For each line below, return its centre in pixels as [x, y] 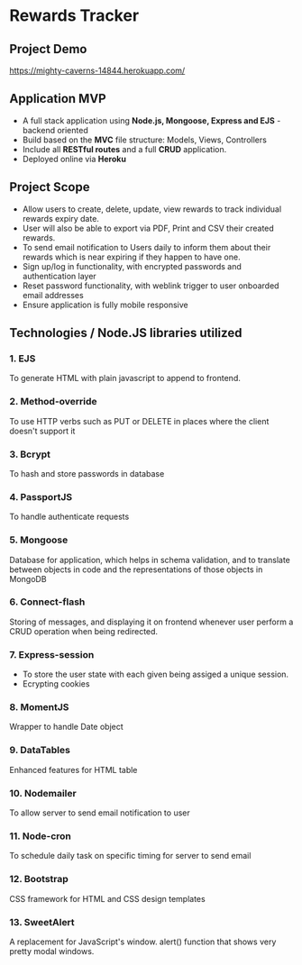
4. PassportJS [41, 496]
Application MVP [58, 99]
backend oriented [55, 130]
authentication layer [59, 276]
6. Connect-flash [47, 602]
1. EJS [23, 359]
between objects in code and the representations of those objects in [136, 569]
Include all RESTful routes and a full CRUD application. [124, 149]
